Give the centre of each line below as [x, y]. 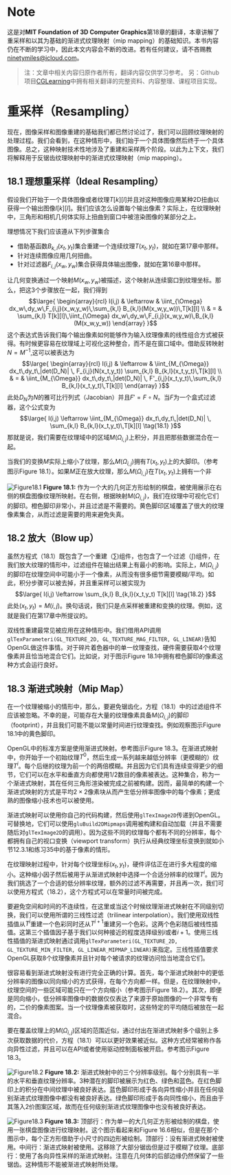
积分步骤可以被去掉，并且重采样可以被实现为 [82, 583]
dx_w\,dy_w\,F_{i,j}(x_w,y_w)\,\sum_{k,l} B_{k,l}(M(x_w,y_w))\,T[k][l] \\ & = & [115, 309]
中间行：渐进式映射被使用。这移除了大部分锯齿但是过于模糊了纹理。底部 [121, 1147]
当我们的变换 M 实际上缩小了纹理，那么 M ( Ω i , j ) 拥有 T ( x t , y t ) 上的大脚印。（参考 [113, 462]
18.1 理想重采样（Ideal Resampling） [85, 182]
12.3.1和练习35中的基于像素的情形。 [63, 850]
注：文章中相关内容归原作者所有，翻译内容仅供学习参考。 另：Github [122, 72]
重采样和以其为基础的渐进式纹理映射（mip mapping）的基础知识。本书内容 [113, 40]
